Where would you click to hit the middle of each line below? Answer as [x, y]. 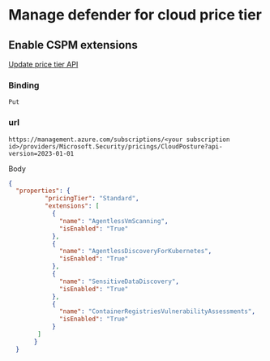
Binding [24, 85]
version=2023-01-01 [41, 153]
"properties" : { [43, 191]
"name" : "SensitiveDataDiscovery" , [120, 281]
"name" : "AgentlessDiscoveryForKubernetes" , [136, 251]
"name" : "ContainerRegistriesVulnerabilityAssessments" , [157, 312]
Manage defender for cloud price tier [135, 15]
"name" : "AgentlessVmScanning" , [114, 221]
